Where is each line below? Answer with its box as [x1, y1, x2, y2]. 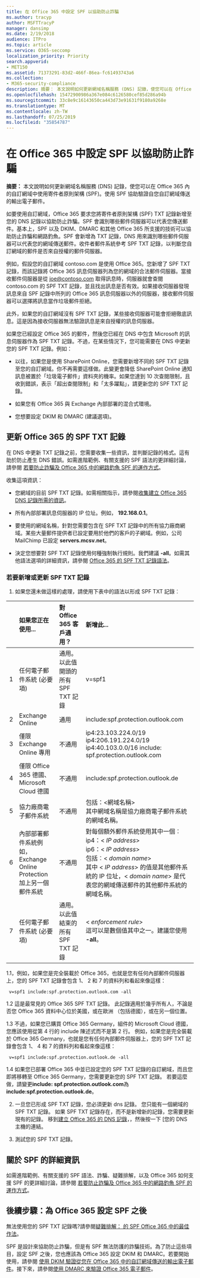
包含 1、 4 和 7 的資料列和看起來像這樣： [16, 1043, 116, 1050]
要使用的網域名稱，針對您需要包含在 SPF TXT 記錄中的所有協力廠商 [14, 522, 180, 529]
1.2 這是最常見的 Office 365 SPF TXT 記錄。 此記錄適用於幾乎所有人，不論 [6, 1000, 187, 1008]
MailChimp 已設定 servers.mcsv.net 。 [14, 537, 110, 544]
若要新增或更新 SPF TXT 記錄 [6, 573, 90, 582]
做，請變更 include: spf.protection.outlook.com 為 [6, 1081, 129, 1088]
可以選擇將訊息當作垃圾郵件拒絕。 [11, 297, 95, 304]
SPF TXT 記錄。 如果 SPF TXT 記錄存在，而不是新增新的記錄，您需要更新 [14, 1108, 194, 1115]
